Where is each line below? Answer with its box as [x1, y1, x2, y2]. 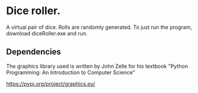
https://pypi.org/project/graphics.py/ [6, 80, 95, 87]
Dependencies [6, 47, 61, 57]
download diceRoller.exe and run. [6, 29, 88, 36]
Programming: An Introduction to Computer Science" [6, 69, 135, 76]
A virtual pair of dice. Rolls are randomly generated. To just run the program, [6, 24, 193, 31]
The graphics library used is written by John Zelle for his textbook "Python [6, 62, 189, 69]
